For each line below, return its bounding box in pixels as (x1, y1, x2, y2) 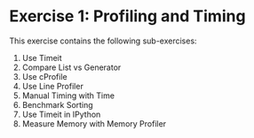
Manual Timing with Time (21, 90, 115, 101)
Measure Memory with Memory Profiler (21, 118, 167, 129)
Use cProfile (21, 71, 68, 81)
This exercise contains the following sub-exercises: (9, 35, 197, 46)
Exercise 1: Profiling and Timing (9, 6, 246, 27)
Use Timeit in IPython (21, 109, 101, 119)
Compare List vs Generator (21, 62, 122, 73)
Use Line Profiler (21, 80, 84, 91)
